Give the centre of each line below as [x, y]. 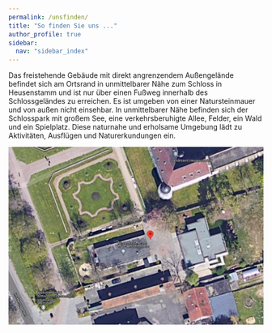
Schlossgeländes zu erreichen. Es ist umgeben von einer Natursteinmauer [132, 101]
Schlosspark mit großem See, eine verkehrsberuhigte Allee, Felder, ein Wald [135, 118]
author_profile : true [45, 34]
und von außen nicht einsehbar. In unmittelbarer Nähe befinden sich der [128, 110]
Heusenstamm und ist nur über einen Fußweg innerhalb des [108, 92]
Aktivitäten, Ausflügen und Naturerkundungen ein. [92, 136]
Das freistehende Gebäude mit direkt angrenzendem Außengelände [121, 75]
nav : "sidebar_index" [52, 51]
